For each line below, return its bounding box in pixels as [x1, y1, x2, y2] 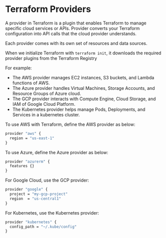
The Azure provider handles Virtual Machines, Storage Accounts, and [12, 85, 156, 91]
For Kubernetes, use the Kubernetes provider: [5, 210, 99, 216]
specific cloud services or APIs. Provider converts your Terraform [5, 25, 140, 31]
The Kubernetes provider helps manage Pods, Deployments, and [12, 106, 146, 112]
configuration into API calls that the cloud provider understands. [5, 30, 137, 36]
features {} [9, 164, 35, 169]
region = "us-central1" [9, 196, 61, 201]
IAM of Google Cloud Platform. [12, 101, 76, 107]
